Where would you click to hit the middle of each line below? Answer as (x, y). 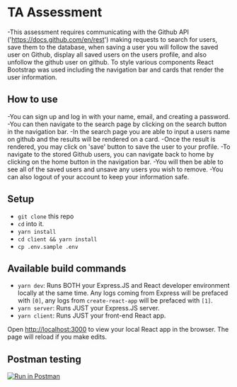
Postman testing (44, 359)
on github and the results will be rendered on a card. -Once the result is (111, 139)
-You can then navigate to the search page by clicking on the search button (117, 124)
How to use (33, 100)
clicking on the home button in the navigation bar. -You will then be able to (116, 162)
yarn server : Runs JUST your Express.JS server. (88, 308)
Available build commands (67, 268)
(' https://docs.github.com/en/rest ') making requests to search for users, (112, 39)
